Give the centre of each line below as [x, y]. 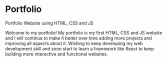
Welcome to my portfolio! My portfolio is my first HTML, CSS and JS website [84, 32]
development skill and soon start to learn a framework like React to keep [79, 48]
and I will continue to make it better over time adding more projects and [79, 38]
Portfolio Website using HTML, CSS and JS [49, 23]
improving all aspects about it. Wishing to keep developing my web [74, 43]
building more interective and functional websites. [57, 54]
